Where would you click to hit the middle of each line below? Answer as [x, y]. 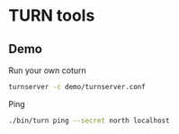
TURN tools [52, 16]
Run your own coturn [47, 70]
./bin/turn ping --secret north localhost [89, 121]
